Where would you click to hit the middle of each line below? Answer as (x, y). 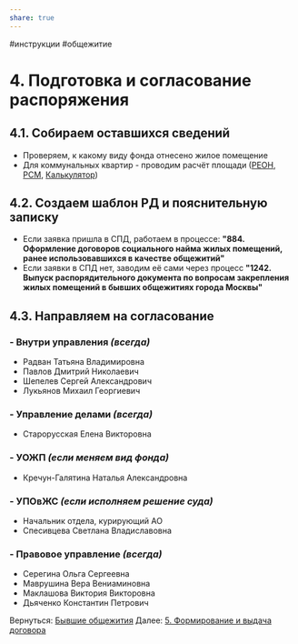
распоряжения (70, 100)
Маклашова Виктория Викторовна (89, 593)
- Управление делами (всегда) (81, 415)
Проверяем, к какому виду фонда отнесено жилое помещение (145, 155)
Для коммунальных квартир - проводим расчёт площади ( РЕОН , (149, 165)
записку (34, 218)
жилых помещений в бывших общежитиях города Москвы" (143, 287)
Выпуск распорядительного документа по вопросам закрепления (155, 277)
